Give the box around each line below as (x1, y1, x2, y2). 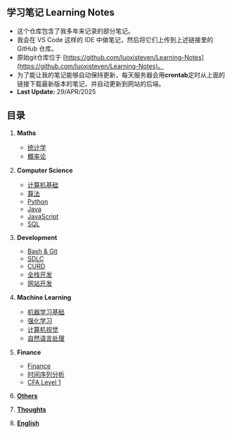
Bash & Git (27, 247, 58, 255)
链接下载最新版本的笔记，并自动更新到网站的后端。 (16, 79, 165, 88)
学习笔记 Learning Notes (6, 6, 115, 19)
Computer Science (16, 166, 73, 174)
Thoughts (16, 405, 46, 414)
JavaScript (27, 212, 59, 220)
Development (16, 233, 58, 241)
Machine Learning (16, 293, 72, 301)
